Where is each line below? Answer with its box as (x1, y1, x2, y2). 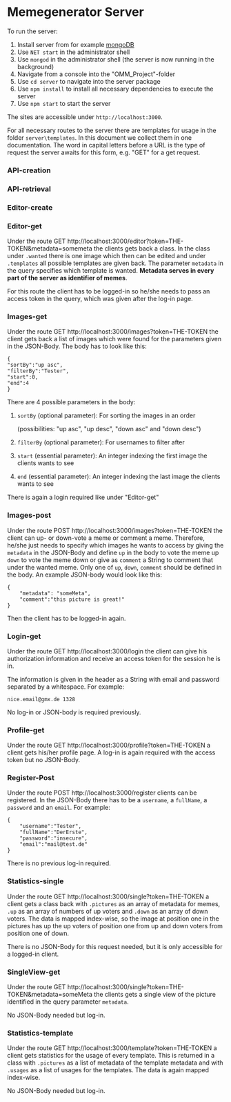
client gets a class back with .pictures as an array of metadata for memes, (7, 899, 221, 907)
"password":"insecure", (19, 835, 88, 842)
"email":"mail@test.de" (19, 841, 88, 848)
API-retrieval (7, 184, 52, 194)
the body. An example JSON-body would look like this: (7, 570, 162, 579)
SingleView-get (7, 967, 61, 977)
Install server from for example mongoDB (17, 40, 134, 48)
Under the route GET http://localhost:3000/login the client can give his (7, 647, 208, 655)
